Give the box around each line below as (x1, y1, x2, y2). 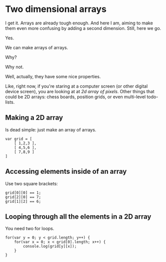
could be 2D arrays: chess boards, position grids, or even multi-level (5, 94, 146, 100)
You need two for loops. (5, 226, 55, 232)
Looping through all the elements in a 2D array (5, 212, 152, 221)
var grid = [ (5, 136, 32, 141)
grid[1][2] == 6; (5, 199, 41, 204)
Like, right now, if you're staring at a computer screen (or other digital (5, 83, 148, 89)
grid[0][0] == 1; (5, 190, 41, 195)
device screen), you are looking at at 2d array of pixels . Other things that (5, 88, 155, 94)
